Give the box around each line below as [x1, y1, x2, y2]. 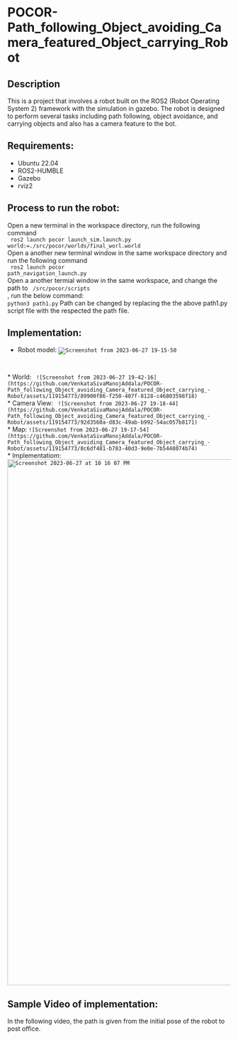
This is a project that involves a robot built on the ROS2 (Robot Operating [7, 97, 220, 105]
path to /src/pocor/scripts [7, 284, 91, 292]
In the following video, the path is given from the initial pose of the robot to [7, 1017, 225, 1026]
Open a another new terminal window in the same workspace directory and [7, 248, 227, 257]
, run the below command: [7, 291, 84, 299]
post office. [7, 1024, 41, 1033]
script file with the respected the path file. [7, 306, 130, 315]
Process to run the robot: [7, 202, 120, 214]
